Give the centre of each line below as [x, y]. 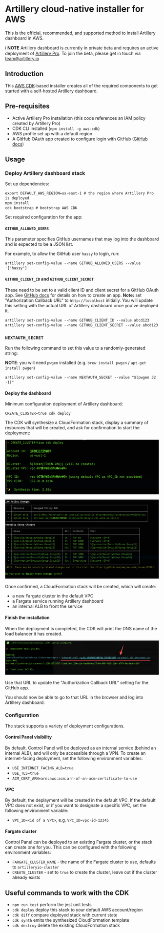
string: [11, 353]
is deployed [17, 198]
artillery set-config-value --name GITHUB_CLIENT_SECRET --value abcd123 [82, 325]
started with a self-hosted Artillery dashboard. [51, 91]
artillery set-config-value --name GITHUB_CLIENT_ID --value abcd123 [77, 320]
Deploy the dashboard [28, 393]
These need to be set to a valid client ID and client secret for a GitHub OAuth [82, 290]
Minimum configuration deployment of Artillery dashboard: [64, 404]
